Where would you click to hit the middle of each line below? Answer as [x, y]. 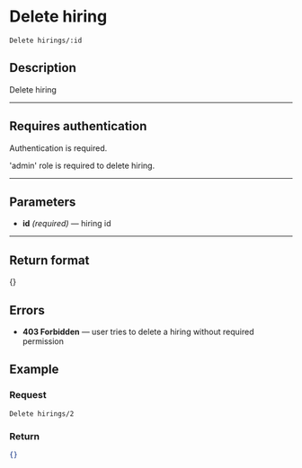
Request [28, 395]
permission [43, 341]
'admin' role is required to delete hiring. [82, 165]
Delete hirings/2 [42, 414]
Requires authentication [78, 126]
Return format [49, 260]
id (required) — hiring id [67, 224]
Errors [27, 310]
